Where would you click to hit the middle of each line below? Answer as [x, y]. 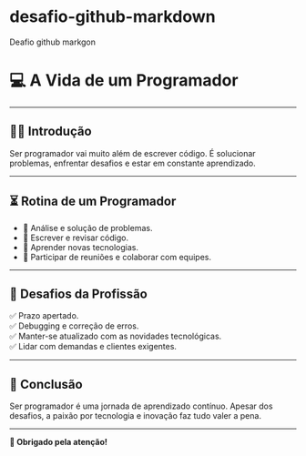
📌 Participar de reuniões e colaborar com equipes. [117, 257]
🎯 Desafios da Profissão [78, 294]
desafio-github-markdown [112, 17]
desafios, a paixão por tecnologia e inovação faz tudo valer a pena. [136, 416]
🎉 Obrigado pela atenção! [58, 442]
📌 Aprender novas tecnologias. [81, 247]
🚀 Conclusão [46, 384]
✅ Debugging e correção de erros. [74, 326]
